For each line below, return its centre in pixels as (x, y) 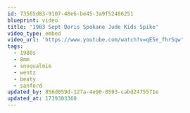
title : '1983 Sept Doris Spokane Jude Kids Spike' (83, 27)
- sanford (28, 86)
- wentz (25, 72)
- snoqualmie (33, 66)
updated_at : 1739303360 (42, 99)
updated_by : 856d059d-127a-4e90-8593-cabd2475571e (83, 92)
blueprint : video (33, 20)
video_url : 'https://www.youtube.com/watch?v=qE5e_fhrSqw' (96, 40)
